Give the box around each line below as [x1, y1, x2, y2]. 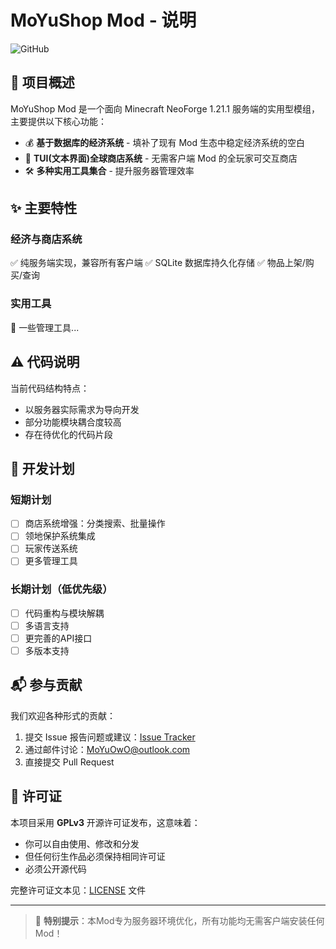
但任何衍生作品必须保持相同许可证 [24, 850, 166, 862]
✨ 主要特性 [10, 200, 78, 217]
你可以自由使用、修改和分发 [24, 837, 140, 850]
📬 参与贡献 [10, 677, 83, 694]
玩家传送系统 [24, 542, 78, 555]
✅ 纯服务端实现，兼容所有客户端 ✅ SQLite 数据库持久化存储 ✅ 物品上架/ [10, 257, 306, 269]
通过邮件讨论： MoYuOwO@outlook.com [24, 743, 191, 755]
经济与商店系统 [10, 232, 83, 246]
